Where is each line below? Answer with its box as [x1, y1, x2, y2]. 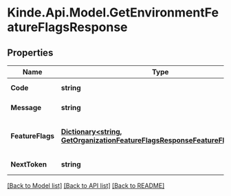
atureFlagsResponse [7, 19, 129, 35]
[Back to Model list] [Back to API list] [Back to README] [7, 182, 165, 190]
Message [10, 103, 42, 112]
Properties [7, 47, 54, 58]
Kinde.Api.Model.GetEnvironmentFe [7, 5, 219, 21]
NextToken [10, 160, 47, 169]
